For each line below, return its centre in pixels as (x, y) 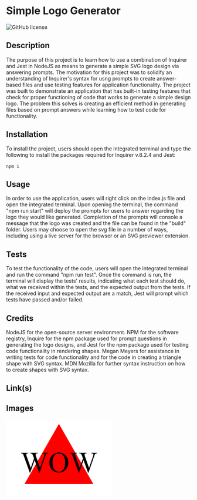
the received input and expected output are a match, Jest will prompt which (97, 293)
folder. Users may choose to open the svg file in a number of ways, (87, 230)
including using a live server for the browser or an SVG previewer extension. (98, 236)
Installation (27, 134)
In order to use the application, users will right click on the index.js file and (96, 199)
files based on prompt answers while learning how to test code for (86, 109)
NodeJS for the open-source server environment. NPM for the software (92, 332)
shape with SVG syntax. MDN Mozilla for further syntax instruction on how (96, 363)
